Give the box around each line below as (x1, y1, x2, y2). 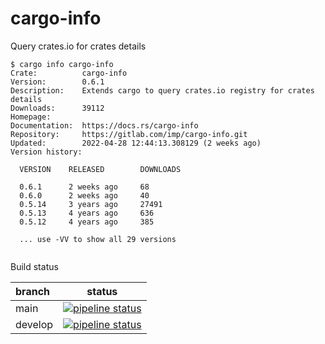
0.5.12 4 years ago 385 (19, 217, 155, 227)
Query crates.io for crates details (10, 40, 147, 52)
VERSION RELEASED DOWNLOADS (19, 164, 182, 174)
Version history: (10, 147, 83, 157)
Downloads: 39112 (10, 103, 105, 113)
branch (15, 284, 51, 298)
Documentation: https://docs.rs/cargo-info (10, 120, 199, 131)
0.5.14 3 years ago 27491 (19, 199, 163, 209)
